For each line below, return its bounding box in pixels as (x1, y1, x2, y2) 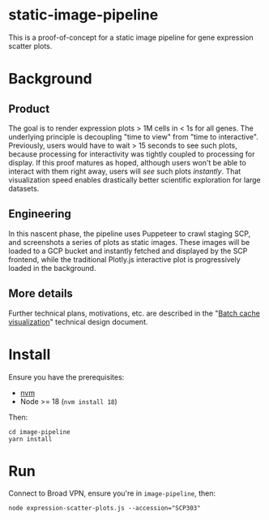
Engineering (8, 207, 71, 221)
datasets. (8, 183, 40, 193)
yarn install (8, 435, 53, 443)
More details (8, 286, 73, 301)
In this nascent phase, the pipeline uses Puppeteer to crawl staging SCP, (8, 229, 251, 239)
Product (8, 101, 50, 115)
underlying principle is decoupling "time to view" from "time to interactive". (8, 131, 259, 141)
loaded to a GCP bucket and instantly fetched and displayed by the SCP (8, 246, 248, 256)
